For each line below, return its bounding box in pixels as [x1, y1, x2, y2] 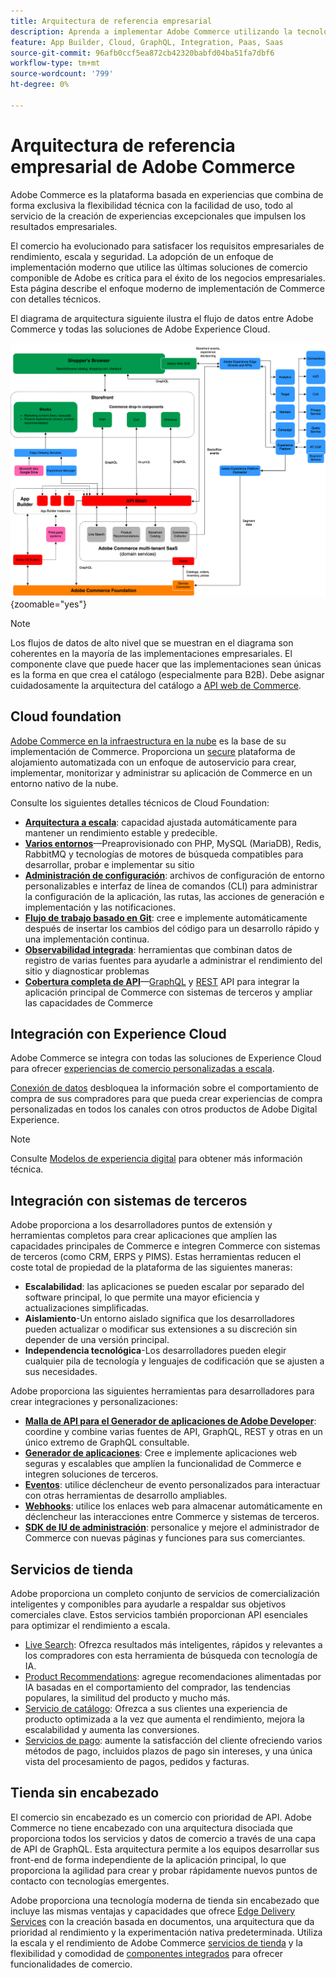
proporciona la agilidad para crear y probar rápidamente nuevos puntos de [10, 1864, 318, 1876]
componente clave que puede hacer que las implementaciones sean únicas [10, 658, 322, 670]
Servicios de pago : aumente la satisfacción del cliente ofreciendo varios [24, 1734, 323, 1746]
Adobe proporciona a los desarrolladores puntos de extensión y [10, 1219, 273, 1231]
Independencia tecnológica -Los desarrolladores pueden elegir [24, 1345, 287, 1357]
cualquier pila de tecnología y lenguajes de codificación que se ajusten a [24, 1355, 325, 1367]
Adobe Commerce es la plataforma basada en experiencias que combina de [10, 188, 324, 200]
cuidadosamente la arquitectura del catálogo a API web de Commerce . [10, 679, 302, 691]
